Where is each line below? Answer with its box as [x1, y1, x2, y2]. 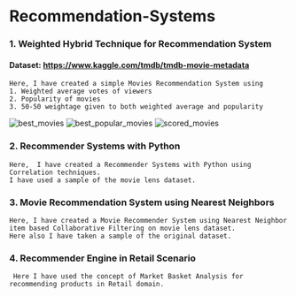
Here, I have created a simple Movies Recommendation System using [9, 80, 264, 88]
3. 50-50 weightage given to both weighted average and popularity [9, 103, 264, 111]
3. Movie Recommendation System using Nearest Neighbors [9, 196, 275, 209]
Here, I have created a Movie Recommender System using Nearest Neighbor [9, 216, 288, 225]
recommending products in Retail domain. [9, 280, 165, 289]
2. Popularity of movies [9, 95, 101, 103]
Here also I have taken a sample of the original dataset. [9, 232, 232, 240]
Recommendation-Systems [9, 6, 215, 27]
